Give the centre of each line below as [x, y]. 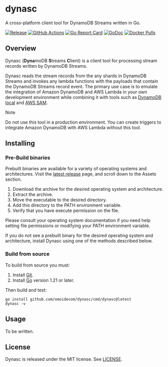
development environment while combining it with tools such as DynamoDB [83, 97]
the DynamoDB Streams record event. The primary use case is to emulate [81, 86]
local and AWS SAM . [26, 102]
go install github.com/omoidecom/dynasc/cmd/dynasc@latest [68, 299]
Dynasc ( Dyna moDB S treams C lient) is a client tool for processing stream [81, 61]
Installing [20, 144]
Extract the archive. [33, 194]
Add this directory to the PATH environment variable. [67, 205]
